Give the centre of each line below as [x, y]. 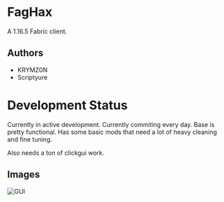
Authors [25, 53]
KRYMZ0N [32, 69]
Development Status [67, 105]
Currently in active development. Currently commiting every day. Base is [111, 124]
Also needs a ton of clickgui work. [56, 153]
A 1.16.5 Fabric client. [37, 31]
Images [24, 175]
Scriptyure [32, 77]
